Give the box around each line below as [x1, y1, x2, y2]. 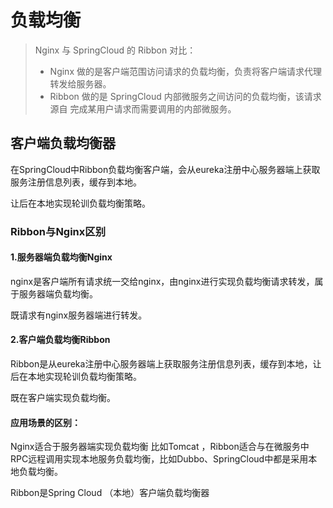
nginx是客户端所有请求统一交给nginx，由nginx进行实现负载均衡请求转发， [10, 275, 315, 287]
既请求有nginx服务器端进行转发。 [10, 309, 148, 321]
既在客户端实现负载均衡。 [10, 392, 116, 404]
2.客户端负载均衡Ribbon [10, 334, 111, 346]
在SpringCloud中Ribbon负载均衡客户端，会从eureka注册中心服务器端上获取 [10, 163, 321, 175]
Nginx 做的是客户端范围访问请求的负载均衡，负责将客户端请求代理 [49, 65, 322, 77]
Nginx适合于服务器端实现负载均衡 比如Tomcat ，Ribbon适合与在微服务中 [10, 441, 310, 453]
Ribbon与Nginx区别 [10, 224, 107, 238]
